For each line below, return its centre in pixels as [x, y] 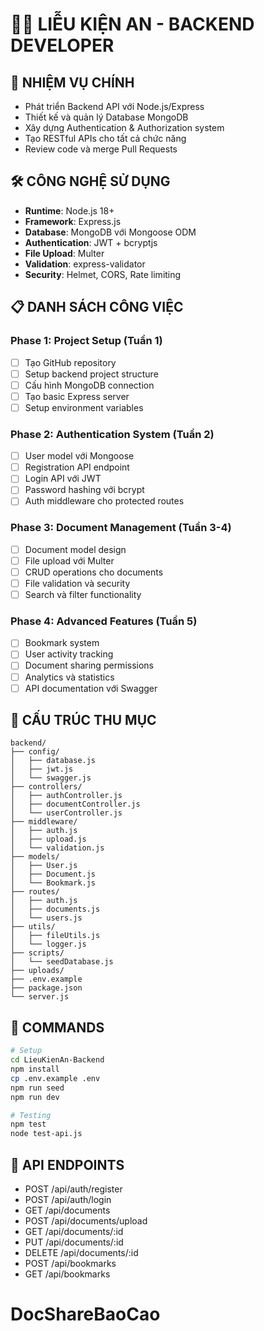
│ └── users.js [46, 918]
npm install [35, 1069]
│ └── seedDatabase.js [62, 962]
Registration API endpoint [77, 467]
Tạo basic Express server [77, 396]
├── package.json [46, 988]
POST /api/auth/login [68, 1199]
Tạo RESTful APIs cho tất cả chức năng [105, 138]
